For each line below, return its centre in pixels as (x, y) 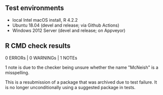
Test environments (34, 8)
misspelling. (17, 72)
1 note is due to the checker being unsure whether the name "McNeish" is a (82, 67)
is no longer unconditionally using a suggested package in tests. (70, 87)
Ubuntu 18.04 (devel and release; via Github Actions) (66, 25)
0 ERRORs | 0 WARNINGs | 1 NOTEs (41, 58)
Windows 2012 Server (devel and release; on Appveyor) (69, 30)
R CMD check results (38, 46)
